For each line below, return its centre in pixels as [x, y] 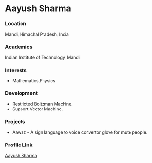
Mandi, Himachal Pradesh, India [37, 34]
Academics [19, 47]
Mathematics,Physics [33, 81]
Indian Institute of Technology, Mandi [42, 57]
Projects [15, 122]
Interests [16, 70]
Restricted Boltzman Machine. [43, 104]
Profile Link [19, 145]
